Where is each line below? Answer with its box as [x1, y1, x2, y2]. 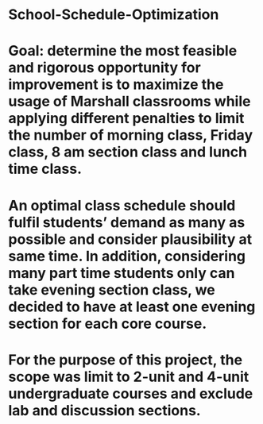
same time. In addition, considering [8, 247, 246, 265]
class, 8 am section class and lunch [8, 143, 248, 161]
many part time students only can [8, 264, 235, 282]
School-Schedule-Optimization [8, 6, 219, 24]
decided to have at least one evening [8, 298, 256, 315]
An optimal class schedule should [8, 196, 236, 214]
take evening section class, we [8, 280, 216, 299]
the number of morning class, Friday [8, 126, 253, 145]
